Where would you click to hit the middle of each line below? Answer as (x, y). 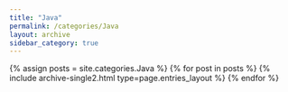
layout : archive (40, 34)
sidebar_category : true (54, 43)
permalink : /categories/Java (64, 26)
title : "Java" (36, 18)
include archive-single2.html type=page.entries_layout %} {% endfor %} (144, 78)
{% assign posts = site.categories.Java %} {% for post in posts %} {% (140, 69)
